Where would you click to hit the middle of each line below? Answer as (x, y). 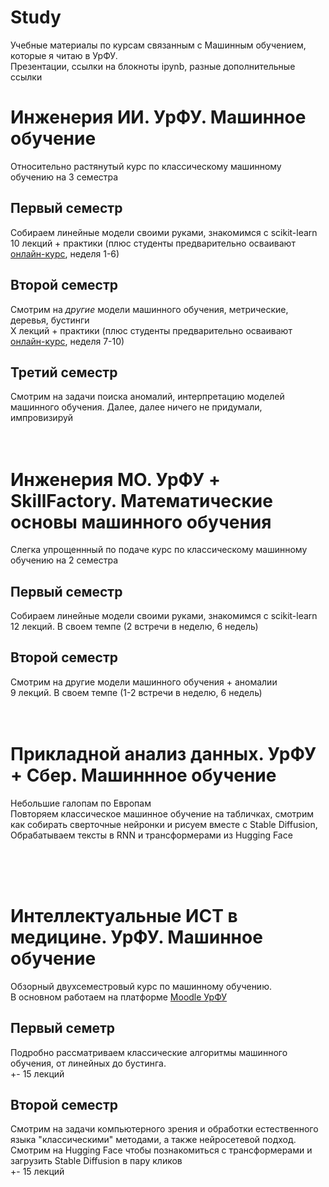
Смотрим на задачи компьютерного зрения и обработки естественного (164, 1129)
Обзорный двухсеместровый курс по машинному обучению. (141, 986)
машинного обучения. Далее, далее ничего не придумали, (136, 407)
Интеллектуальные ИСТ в (124, 916)
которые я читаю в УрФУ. (64, 55)
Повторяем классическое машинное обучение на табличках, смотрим (162, 813)
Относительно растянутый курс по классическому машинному (146, 166)
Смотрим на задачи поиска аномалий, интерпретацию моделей (147, 397)
